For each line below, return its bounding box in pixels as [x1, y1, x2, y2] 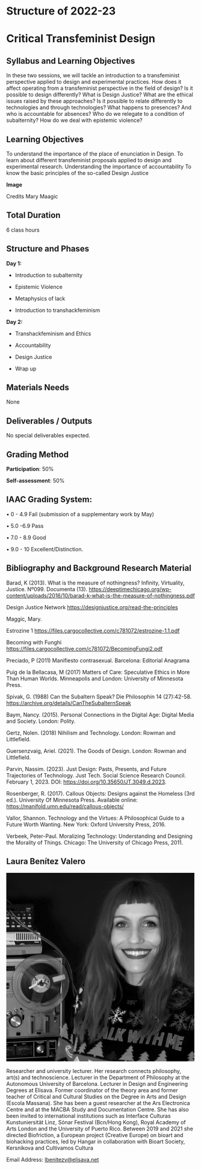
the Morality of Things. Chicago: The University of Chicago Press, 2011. [6, 838, 184, 846]
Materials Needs [6, 382, 69, 393]
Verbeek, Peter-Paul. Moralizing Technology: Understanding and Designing [6, 832, 193, 840]
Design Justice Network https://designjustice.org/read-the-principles [6, 603, 179, 610]
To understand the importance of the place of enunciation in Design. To [6, 150, 184, 157]
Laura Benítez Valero [6, 857, 86, 867]
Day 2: [6, 318, 23, 325]
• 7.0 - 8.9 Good [6, 534, 46, 541]
